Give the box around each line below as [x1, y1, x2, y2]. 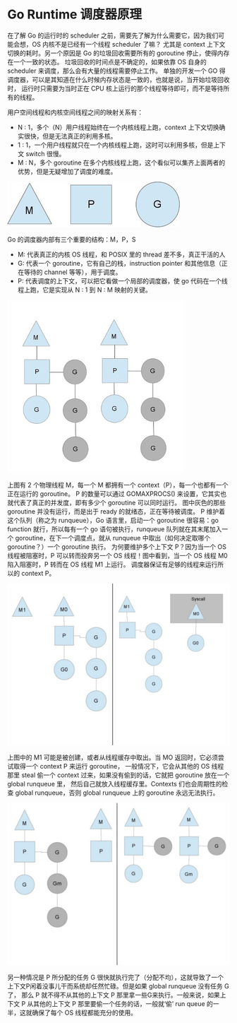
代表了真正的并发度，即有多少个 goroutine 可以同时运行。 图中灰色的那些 [13, 498, 226, 507]
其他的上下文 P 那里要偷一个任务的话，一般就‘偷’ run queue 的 [32, 1000, 214, 1007]
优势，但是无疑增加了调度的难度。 [17, 167, 117, 175]
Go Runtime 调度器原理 [7, 6, 142, 23]
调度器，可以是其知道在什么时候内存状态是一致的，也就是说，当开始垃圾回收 [7, 75, 230, 83]
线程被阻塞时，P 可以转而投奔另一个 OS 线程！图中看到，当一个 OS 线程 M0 [7, 551, 228, 560]
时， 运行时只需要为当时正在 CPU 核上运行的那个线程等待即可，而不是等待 [7, 84, 224, 93]
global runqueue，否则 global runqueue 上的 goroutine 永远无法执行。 [15, 788, 219, 797]
